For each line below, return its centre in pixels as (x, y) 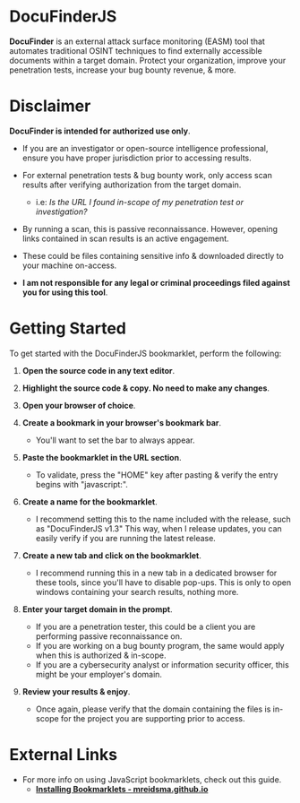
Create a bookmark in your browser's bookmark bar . (122, 422)
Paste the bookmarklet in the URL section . (102, 457)
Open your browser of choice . (79, 405)
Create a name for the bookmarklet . (90, 501)
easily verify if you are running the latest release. (126, 538)
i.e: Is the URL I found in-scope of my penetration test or (140, 202)
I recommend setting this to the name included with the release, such (163, 519)
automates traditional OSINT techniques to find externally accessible (136, 50)
